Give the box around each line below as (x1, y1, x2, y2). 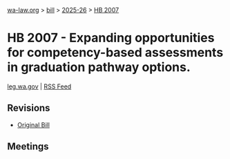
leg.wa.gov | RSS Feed (7, 82, 72, 91)
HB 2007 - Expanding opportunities (7, 30, 215, 46)
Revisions (7, 102, 50, 114)
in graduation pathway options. (7, 59, 191, 75)
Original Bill (17, 120, 50, 129)
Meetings (7, 141, 50, 153)
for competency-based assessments (7, 45, 224, 61)
